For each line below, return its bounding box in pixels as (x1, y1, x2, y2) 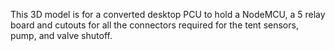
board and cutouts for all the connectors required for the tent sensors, (10, 19, 299, 31)
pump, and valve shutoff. (10, 30, 113, 41)
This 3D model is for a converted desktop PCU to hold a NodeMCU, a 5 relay (10, 9, 326, 20)
